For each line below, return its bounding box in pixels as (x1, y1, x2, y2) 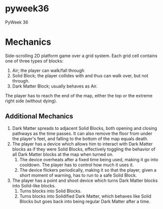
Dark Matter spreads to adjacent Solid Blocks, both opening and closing (12, 125, 158, 131)
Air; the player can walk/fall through (12, 67, 85, 73)
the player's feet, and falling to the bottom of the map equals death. (12, 136, 148, 142)
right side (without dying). (5, 98, 57, 104)
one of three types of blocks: (5, 58, 64, 64)
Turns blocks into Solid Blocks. (19, 188, 82, 194)
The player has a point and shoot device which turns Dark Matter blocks (12, 178, 158, 183)
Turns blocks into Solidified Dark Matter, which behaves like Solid (19, 193, 152, 199)
